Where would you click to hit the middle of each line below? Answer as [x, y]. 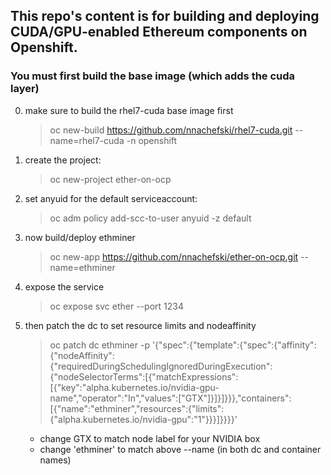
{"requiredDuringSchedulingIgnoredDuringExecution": [161, 366]
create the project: [63, 160]
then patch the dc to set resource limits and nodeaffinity [140, 325]
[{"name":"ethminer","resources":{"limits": [137, 408]
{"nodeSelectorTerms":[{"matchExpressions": [144, 376]
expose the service [64, 286]
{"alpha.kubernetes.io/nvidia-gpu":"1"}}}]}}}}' [143, 419]
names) [55, 460]
